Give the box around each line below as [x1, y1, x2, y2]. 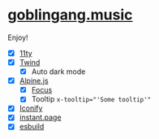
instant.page [19, 112, 62, 123]
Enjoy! [7, 33, 29, 42]
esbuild [19, 122, 45, 132]
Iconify [19, 103, 43, 113]
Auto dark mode [31, 67, 86, 76]
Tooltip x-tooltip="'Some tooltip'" [31, 94, 152, 104]
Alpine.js [19, 76, 49, 86]
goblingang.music [7, 6, 133, 24]
